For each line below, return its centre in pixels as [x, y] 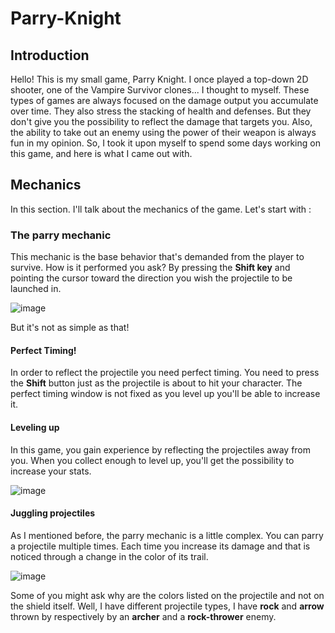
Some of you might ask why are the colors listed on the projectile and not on [167, 595]
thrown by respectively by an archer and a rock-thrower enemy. [143, 616]
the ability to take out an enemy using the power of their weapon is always [163, 132]
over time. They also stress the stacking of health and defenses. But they [161, 111]
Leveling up [35, 427]
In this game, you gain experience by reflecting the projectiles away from [161, 449]
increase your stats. [51, 471]
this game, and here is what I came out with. [101, 153]
